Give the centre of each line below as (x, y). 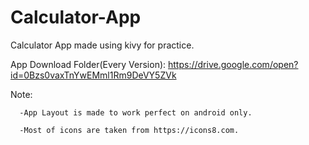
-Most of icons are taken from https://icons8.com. (129, 130)
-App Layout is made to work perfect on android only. (136, 112)
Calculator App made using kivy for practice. (102, 45)
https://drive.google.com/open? (233, 64)
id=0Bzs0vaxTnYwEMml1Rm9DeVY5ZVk (93, 75)
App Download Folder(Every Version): (88, 64)
